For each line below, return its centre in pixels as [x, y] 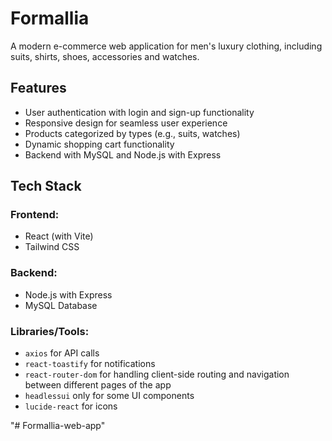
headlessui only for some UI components [109, 396]
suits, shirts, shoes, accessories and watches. [105, 56]
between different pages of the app [98, 385]
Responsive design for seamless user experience [126, 123]
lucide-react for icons [71, 406]
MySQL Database [61, 305]
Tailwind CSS [52, 247]
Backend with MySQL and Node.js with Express [123, 154]
